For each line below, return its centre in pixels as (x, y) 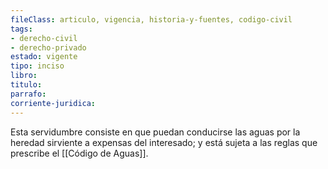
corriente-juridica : (53, 103)
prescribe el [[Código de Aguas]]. (79, 153)
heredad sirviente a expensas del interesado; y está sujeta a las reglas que (164, 142)
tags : (21, 29)
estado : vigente (44, 57)
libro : (24, 76)
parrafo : (28, 94)
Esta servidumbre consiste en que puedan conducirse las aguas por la (155, 132)
